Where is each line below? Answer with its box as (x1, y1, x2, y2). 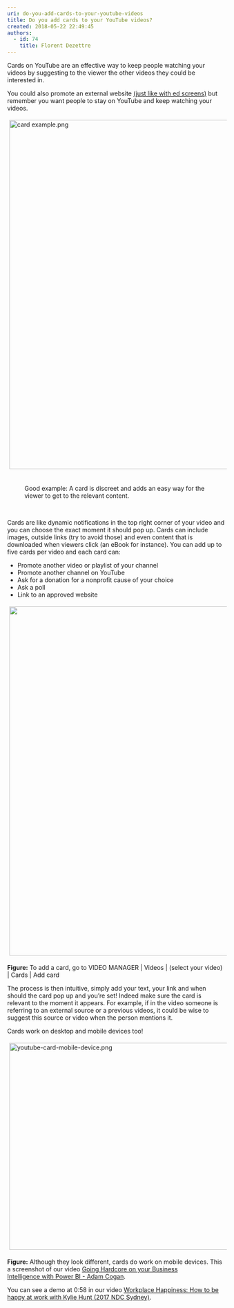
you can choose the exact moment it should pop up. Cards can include (7, 526, 208, 534)
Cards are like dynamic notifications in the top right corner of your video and (7, 518, 225, 526)
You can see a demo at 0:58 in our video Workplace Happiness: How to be (7, 1286, 219, 1293)
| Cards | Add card (7, 971, 60, 979)
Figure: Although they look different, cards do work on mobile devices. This (7, 1258, 222, 1266)
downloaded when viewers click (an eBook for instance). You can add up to (7, 541, 222, 548)
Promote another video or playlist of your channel (17, 561, 159, 569)
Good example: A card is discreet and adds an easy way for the (24, 485, 205, 492)
